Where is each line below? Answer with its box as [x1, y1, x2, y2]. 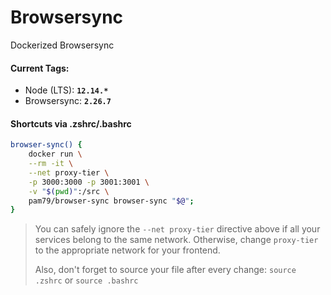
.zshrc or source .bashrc [34, 274, 139, 286]
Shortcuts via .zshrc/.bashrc [10, 117, 132, 130]
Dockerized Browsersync [10, 39, 115, 51]
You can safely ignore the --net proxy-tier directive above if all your [34, 223, 321, 235]
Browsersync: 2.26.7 [24, 95, 112, 107]
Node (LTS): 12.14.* [24, 84, 109, 96]
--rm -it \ [28, 159, 74, 169]
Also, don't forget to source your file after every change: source [34, 264, 297, 276]
